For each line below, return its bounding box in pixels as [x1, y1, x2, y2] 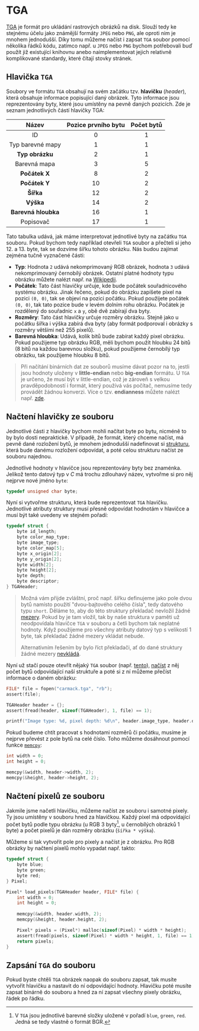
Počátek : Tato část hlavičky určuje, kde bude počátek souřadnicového [14, 282, 187, 289]
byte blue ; [17, 862, 44, 868]
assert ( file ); [6, 691, 41, 697]
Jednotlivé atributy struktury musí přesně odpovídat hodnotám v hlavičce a [6, 505, 190, 512]
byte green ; [17, 867, 46, 873]
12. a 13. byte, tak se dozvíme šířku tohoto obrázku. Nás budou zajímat [6, 245, 178, 252]
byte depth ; [17, 573, 46, 579]
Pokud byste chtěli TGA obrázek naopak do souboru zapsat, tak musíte [6, 976, 177, 983]
